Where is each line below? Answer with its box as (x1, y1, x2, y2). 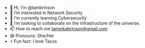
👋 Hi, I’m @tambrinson (9, 5, 55, 10)
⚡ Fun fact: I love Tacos (9, 38, 57, 44)
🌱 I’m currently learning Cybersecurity (9, 15, 87, 21)
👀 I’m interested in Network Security (9, 10, 83, 16)
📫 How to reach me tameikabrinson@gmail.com (9, 26, 108, 31)
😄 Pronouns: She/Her (9, 33, 54, 39)
